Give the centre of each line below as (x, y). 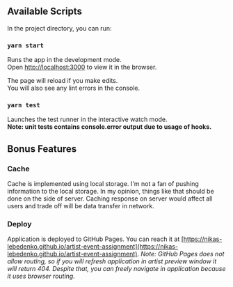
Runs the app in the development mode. (64, 60)
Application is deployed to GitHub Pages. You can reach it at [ (96, 239)
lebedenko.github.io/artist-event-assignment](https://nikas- (93, 247)
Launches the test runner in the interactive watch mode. (88, 119)
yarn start (25, 45)
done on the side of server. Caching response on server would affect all (110, 199)
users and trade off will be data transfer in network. (81, 206)
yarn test (24, 105)
